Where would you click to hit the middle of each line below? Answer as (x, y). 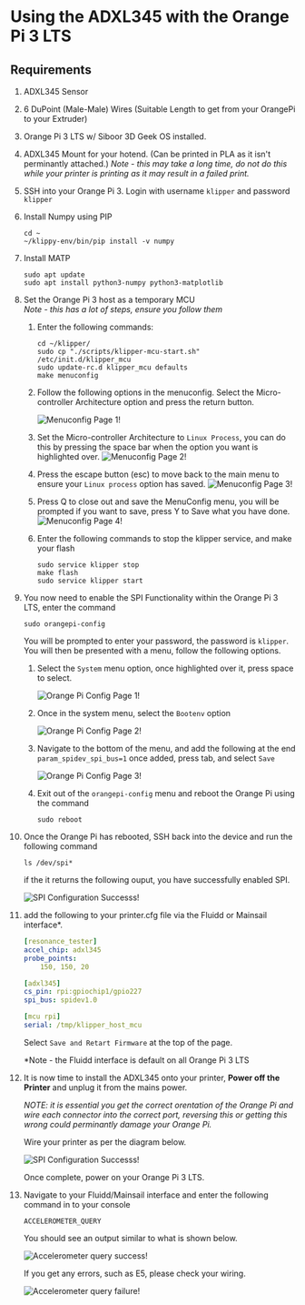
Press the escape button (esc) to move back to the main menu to (158, 474)
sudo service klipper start (90, 581)
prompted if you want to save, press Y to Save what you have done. (163, 511)
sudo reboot (59, 820)
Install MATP (47, 258)
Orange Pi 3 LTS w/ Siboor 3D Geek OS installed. (115, 137)
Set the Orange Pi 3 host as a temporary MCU (109, 299)
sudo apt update (54, 275)
